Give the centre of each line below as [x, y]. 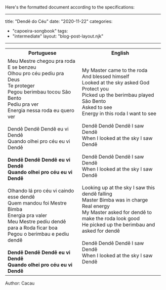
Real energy [96, 206]
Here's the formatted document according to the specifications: [70, 7]
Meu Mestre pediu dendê [37, 222]
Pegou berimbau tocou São [39, 92]
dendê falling [97, 194]
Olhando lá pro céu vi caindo [41, 191]
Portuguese [42, 53]
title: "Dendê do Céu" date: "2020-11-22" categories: [59, 21]
